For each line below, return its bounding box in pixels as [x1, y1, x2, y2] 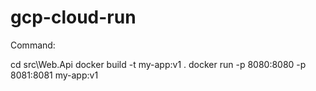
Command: [10, 39, 56, 51]
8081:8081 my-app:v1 [10, 69, 99, 81]
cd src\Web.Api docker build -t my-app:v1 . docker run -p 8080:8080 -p [10, 58, 307, 70]
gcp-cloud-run [10, 6, 137, 29]
